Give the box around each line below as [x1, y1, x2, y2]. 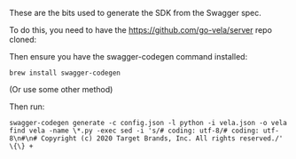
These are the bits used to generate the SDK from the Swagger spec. [9, 8, 261, 18]
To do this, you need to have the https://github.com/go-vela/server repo [9, 25, 273, 35]
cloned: [9, 35, 37, 44]
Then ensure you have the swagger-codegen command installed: [9, 52, 248, 61]
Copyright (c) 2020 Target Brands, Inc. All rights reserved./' [41, 134, 284, 143]
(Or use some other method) [9, 84, 113, 94]
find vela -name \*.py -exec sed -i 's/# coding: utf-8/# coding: [9, 126, 260, 135]
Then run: [9, 101, 45, 112]
